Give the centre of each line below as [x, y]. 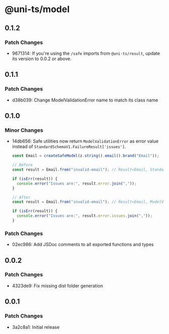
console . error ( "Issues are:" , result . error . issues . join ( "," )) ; [84, 216]
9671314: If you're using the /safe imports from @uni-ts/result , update [86, 53]
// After [21, 197]
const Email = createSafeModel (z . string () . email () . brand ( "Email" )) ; [86, 156]
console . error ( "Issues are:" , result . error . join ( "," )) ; [77, 183]
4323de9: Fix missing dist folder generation [58, 285]
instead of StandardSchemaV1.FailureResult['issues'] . [69, 147]
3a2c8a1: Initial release [36, 327]
